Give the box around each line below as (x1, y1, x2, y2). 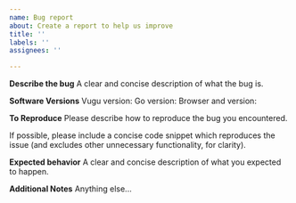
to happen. (9, 166, 49, 177)
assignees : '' (9, 46, 62, 55)
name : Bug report (9, 12, 74, 22)
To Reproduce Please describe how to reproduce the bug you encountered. (9, 113, 288, 124)
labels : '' (9, 37, 50, 47)
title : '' (9, 29, 46, 38)
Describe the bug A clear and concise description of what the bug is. (9, 78, 264, 89)
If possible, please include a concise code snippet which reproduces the (9, 130, 275, 141)
